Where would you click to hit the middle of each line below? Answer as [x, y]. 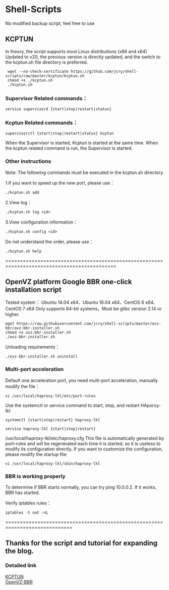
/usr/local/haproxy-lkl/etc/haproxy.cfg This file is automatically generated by [85, 438]
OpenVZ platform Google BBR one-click [69, 282]
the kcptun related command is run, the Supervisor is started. [69, 148]
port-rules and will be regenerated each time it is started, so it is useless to [83, 443]
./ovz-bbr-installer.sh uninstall [42, 357]
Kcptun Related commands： [42, 122]
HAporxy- [151, 405]
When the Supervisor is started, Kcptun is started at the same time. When [81, 143]
